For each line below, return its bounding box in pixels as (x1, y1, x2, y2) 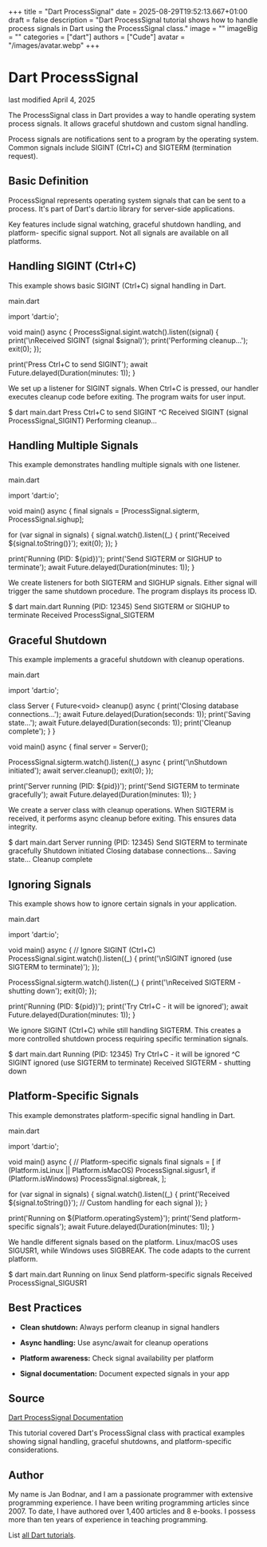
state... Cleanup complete (8, 855, 93, 864)
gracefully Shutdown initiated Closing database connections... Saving (8, 846, 237, 856)
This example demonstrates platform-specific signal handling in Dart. (8, 1110, 235, 1120)
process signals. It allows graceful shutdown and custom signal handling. (8, 119, 249, 128)
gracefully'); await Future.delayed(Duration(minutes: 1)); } (8, 789, 197, 800)
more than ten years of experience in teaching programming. (8, 1515, 209, 1525)
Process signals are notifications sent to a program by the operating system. (8, 134, 259, 144)
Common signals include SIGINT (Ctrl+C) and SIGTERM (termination (8, 143, 232, 152)
